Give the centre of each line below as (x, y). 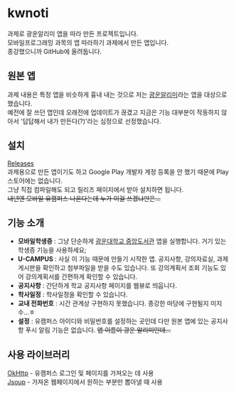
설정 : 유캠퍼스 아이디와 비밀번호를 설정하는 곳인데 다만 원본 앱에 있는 (113, 321)
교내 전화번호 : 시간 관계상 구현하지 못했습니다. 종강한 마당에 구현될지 (113, 303)
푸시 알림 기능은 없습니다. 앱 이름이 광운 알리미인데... (98, 330)
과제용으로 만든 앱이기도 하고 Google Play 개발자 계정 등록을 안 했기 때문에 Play (118, 171)
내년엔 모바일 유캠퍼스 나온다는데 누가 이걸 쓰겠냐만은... (84, 198)
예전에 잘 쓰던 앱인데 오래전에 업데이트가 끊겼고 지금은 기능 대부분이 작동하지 (114, 112)
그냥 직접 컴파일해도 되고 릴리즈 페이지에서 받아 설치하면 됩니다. (96, 189)
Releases (21, 163)
